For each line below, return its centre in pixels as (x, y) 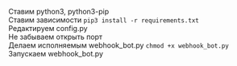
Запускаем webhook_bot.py (56, 54)
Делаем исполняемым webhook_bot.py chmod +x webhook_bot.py (119, 45)
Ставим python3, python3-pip (59, 12)
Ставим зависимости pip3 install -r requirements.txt (104, 20)
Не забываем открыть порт (56, 37)
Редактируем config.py (48, 28)
